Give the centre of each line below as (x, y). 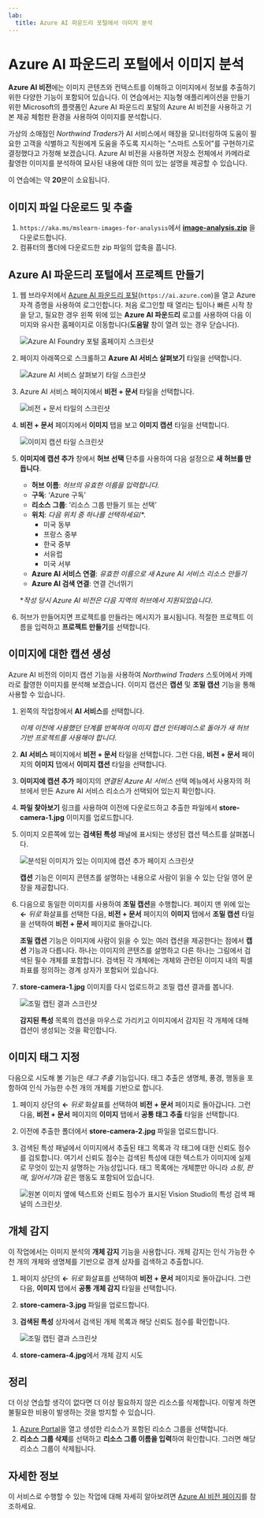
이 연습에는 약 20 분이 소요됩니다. (59, 180)
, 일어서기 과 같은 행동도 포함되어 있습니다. (91, 1177)
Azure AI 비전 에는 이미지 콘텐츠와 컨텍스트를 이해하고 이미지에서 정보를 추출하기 (132, 87)
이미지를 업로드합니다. (100, 817)
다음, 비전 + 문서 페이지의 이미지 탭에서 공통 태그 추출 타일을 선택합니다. (129, 1114)
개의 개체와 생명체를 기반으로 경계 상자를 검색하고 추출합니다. (110, 1261)
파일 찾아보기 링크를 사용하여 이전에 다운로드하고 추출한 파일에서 (119, 807)
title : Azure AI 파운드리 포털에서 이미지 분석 (84, 23)
